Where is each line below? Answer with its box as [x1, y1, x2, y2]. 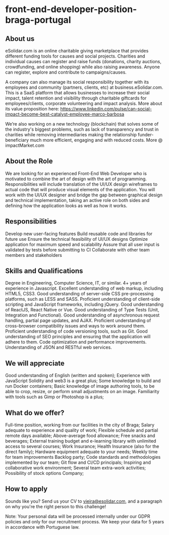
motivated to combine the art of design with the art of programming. [5, 176, 147, 182]
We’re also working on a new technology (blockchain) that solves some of [5, 121, 159, 127]
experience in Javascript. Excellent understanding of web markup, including [5, 285, 163, 291]
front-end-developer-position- [5, 4, 137, 15]
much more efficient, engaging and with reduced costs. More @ [30, 137, 163, 143]
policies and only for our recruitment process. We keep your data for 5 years [5, 518, 164, 524]
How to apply [5, 485, 48, 493]
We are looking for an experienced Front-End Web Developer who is [5, 170, 147, 176]
